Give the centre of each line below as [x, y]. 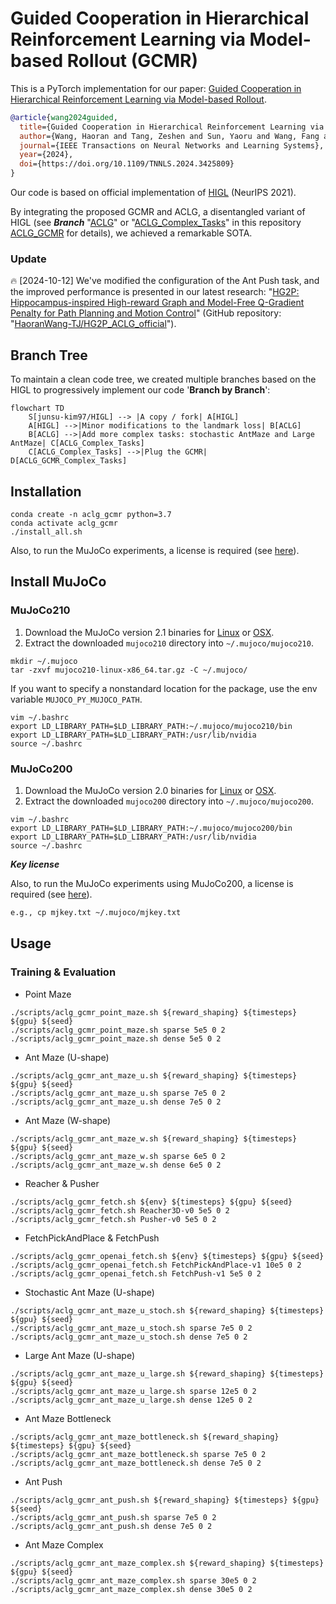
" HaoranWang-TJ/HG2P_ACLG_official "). [93, 324]
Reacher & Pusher [62, 1183]
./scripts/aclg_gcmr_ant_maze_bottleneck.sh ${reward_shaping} [145, 1437]
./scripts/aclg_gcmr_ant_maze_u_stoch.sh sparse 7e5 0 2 [131, 1328]
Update [28, 259]
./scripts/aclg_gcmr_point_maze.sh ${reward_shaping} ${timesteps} [154, 1012]
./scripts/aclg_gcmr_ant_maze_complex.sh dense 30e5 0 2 [131, 1589]
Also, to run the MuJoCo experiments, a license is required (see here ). [155, 550]
